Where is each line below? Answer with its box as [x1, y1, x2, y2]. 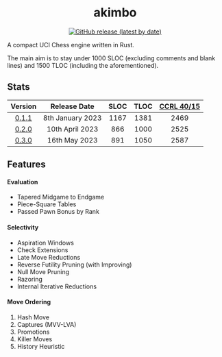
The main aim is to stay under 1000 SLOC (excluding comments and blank [7, 53, 216, 62]
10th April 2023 [47, 124, 99, 134]
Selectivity [7, 223, 39, 231]
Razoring [16, 275, 43, 283]
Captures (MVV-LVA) [16, 320, 77, 328]
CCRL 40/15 [159, 101, 201, 111]
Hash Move [16, 313, 50, 321]
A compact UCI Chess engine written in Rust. [7, 40, 135, 49]
